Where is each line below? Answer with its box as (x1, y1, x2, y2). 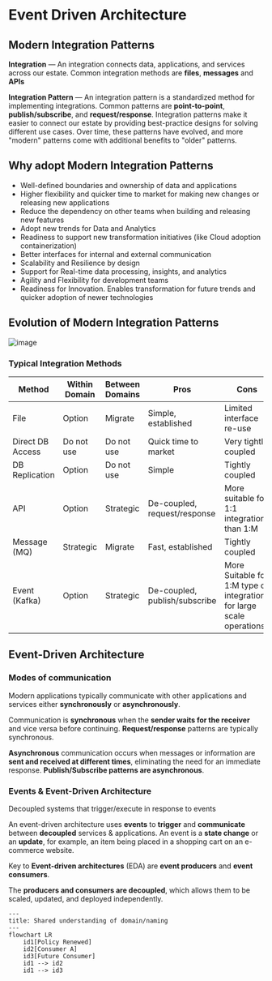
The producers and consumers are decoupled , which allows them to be (8, 885, 251, 895)
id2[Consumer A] (23, 945, 79, 953)
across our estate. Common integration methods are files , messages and (8, 68, 253, 78)
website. (45, 845, 74, 855)
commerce (8, 845, 45, 855)
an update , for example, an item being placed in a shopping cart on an (8, 837, 244, 846)
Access (12, 446, 41, 457)
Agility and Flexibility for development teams (19, 275, 168, 285)
